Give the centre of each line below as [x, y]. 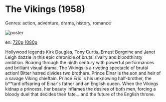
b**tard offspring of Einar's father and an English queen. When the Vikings [82, 84]
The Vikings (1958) [45, 9]
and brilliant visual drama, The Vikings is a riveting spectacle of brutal [77, 68]
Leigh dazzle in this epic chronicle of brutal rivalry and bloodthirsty [74, 57]
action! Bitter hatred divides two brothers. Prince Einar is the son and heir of [83, 73]
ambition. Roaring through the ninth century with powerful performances [80, 62]
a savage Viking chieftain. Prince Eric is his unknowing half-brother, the [79, 78]
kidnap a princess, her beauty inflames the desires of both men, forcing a [81, 89]
